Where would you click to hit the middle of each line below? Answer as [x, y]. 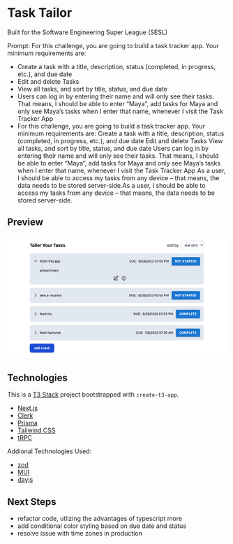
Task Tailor [40, 13]
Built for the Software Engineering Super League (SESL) [88, 32]
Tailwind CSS [36, 430]
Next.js [28, 408]
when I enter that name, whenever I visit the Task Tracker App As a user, [121, 170]
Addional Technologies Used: [50, 451]
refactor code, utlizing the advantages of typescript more [100, 518]
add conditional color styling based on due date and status [102, 526]
